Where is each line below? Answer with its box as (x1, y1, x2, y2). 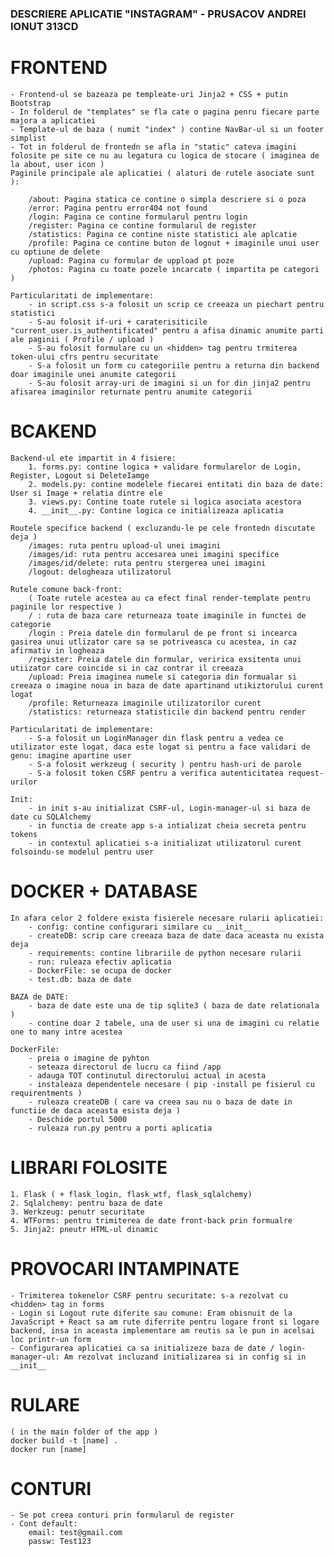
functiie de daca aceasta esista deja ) (10, 1105, 182, 1116)
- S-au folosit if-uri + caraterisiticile (28, 317, 208, 327)
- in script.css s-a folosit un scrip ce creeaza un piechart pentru (28, 299, 325, 309)
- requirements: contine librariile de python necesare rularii (28, 948, 302, 958)
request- (287, 768, 325, 778)
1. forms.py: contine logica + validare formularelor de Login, (28, 462, 302, 472)
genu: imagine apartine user (10, 750, 132, 761)
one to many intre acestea (10, 1027, 123, 1037)
